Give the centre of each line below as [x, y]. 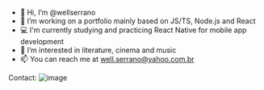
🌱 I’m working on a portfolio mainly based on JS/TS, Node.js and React [138, 21]
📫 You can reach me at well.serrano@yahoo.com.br [107, 59]
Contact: [23, 78]
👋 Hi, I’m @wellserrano [58, 12]
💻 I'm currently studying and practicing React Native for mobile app [133, 30]
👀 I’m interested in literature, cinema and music [98, 50]
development [42, 41]
